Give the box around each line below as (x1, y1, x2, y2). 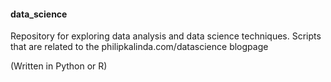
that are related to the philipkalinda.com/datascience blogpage (10, 41, 269, 53)
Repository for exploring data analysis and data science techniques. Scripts (10, 30, 322, 42)
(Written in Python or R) (10, 60, 108, 72)
